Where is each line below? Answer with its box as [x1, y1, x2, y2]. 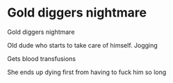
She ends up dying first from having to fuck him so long [7, 68, 167, 76]
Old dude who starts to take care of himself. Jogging [7, 41, 158, 49]
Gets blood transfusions [7, 54, 76, 63]
